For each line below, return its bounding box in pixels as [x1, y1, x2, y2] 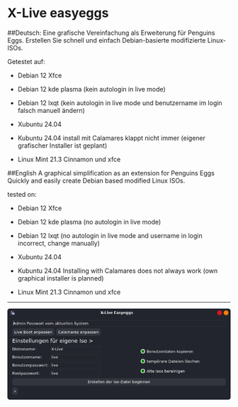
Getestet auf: [7, 57, 46, 65]
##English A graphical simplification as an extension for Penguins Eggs [7, 168, 215, 177]
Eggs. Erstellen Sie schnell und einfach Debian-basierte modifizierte [7, 36, 206, 44]
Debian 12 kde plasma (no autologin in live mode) [17, 217, 161, 226]
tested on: [7, 190, 37, 198]
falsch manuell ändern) [17, 106, 85, 114]
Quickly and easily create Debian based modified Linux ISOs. [7, 176, 186, 185]
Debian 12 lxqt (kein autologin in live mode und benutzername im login [17, 98, 222, 107]
